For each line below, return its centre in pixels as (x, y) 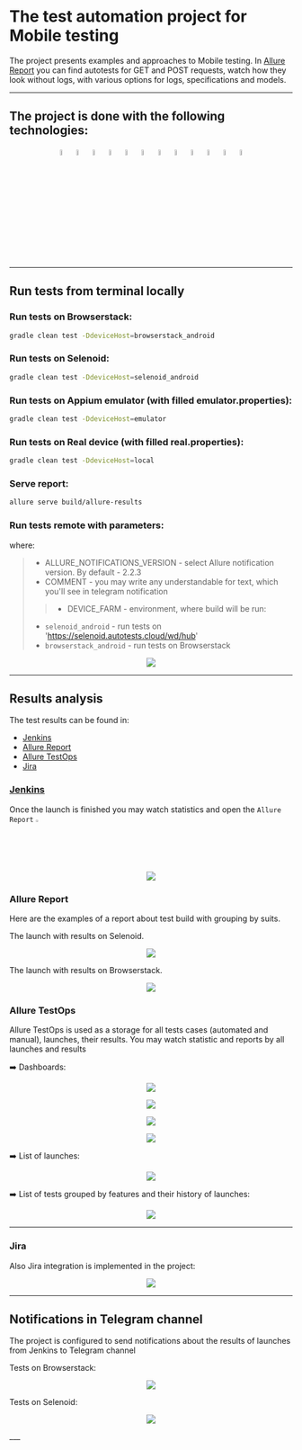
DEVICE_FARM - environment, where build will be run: (167, 608)
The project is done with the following (117, 116)
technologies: (49, 131)
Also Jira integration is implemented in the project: (102, 1266)
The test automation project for (128, 17)
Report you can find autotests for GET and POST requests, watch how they (148, 70)
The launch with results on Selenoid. (77, 935)
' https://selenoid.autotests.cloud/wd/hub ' (121, 635)
